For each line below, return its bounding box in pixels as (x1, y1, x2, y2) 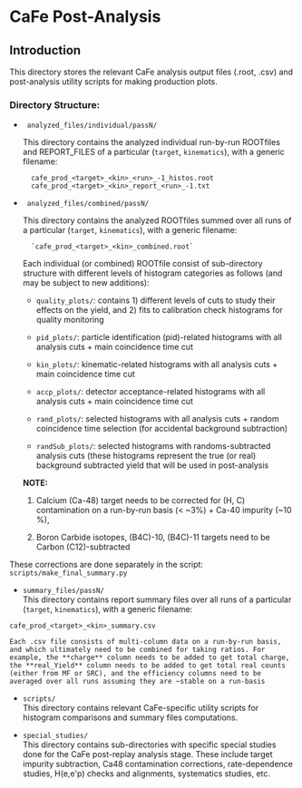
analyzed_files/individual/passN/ (26, 121, 158, 131)
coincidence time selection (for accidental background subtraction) (35, 423, 288, 434)
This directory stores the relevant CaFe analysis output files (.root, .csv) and (9, 66, 293, 77)
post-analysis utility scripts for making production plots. (9, 76, 218, 87)
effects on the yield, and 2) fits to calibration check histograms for (35, 305, 284, 316)
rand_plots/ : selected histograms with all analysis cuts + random (35, 413, 279, 424)
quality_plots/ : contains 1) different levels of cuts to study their (35, 295, 276, 306)
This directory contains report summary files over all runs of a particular (22, 594, 292, 605)
